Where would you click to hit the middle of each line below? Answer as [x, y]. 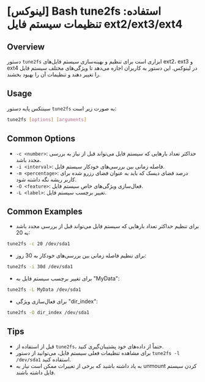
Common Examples [45, 211]
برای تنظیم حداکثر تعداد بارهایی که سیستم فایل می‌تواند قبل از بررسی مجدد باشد [107, 226]
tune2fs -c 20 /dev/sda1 [39, 244]
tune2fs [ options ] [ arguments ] [47, 119]
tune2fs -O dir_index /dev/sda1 [48, 312]
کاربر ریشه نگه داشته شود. [46, 179]
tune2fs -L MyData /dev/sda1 [44, 290]
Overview [26, 47]
